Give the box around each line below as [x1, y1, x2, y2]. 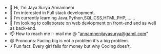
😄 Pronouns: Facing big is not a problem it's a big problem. [9, 38, 129, 43]
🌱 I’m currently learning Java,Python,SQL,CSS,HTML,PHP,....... [9, 15, 136, 20]
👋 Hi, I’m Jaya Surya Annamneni [9, 5, 75, 10]
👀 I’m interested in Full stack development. [9, 10, 95, 16]
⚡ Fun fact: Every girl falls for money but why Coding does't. [9, 43, 131, 49]
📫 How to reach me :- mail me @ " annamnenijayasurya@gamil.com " [9, 31, 149, 36]
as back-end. [9, 25, 37, 31]
